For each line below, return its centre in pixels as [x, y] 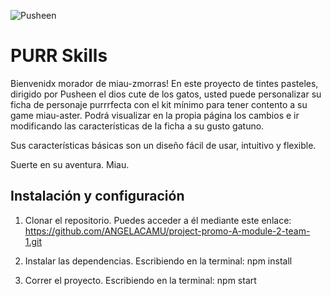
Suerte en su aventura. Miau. [70, 164]
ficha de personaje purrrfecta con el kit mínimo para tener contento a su [159, 104]
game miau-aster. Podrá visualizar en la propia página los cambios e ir [155, 115]
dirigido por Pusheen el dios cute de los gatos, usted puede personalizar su [166, 94]
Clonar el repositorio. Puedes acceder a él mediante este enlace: [158, 220]
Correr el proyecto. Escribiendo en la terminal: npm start [140, 280]
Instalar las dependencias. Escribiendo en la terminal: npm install [158, 261]
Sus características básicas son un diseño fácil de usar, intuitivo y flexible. [163, 145]
